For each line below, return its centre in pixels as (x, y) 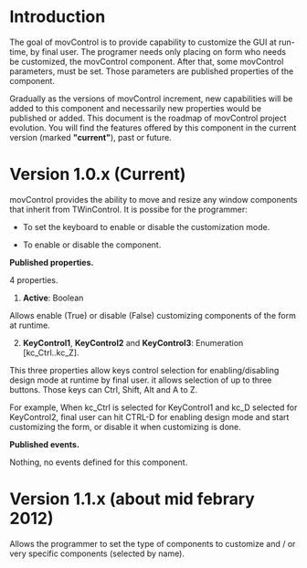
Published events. (45, 444)
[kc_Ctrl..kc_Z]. (51, 352)
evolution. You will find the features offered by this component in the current (153, 127)
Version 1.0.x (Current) (98, 174)
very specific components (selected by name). (97, 553)
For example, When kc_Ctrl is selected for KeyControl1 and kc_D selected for (153, 407)
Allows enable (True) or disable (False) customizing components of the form (153, 315)
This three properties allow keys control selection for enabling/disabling (144, 370)
